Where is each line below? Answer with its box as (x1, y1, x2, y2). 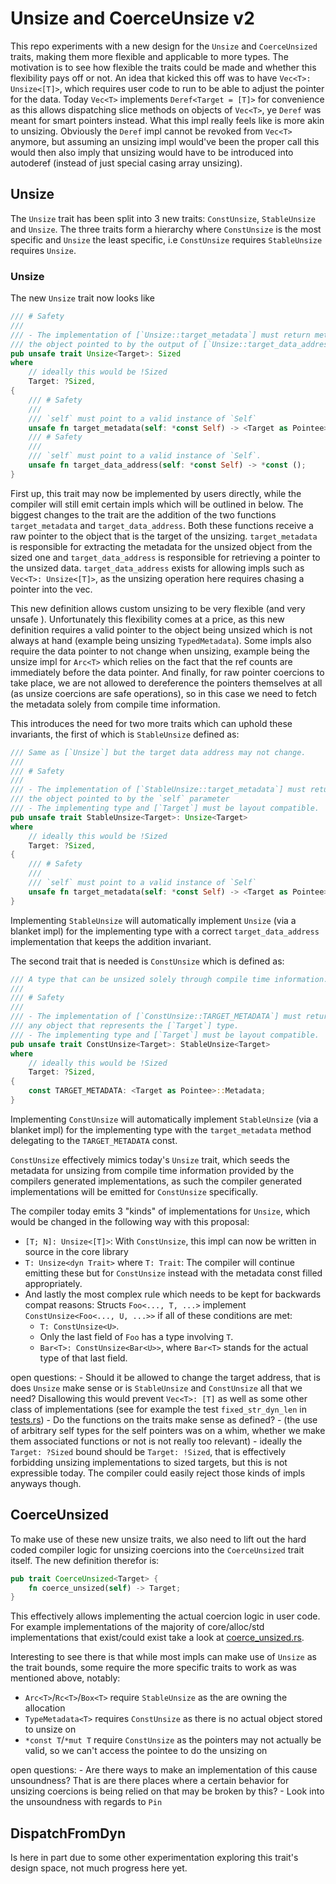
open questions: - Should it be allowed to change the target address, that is (10, 1371, 321, 1383)
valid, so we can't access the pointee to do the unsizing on (24, 1745, 268, 1757)
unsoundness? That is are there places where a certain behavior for (10, 1775, 290, 1787)
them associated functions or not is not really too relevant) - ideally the (10, 1435, 303, 1447)
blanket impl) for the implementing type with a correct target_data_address (10, 925, 320, 937)
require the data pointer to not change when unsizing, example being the (10, 645, 310, 657)
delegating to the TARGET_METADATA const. (10, 1134, 178, 1146)
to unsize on (24, 1723, 77, 1736)
